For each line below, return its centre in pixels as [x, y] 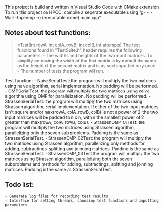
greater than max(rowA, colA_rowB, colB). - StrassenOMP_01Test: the [75, 122]
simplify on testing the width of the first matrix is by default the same [86, 61]
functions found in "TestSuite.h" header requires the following [80, 50]
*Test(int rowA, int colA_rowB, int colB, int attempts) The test [78, 45]
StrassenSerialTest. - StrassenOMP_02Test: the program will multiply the [78, 138]
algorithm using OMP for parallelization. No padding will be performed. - [78, 96]
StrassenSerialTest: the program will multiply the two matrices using [74, 101]
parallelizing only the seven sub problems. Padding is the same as [72, 133]
